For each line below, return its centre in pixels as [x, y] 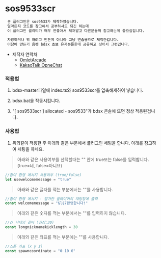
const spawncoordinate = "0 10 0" [40, 251]
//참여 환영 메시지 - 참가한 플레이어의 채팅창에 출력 [52, 199]
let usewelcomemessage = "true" [38, 180]
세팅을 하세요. [31, 149]
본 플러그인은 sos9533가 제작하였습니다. [43, 22]
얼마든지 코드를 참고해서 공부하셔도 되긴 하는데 [48, 26]
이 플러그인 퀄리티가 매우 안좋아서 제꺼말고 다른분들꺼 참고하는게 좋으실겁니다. [76, 31]
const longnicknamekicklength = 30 [41, 227]
